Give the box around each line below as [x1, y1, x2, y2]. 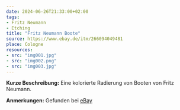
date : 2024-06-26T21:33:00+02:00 [6, 8, 89, 15]
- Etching [6, 25, 31, 31]
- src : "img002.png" [6, 58, 57, 64]
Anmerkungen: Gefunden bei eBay [6, 97, 93, 104]
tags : [6, 14, 20, 20]
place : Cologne [6, 42, 44, 48]
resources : [6, 47, 33, 53]
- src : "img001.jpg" [6, 52, 57, 58]
